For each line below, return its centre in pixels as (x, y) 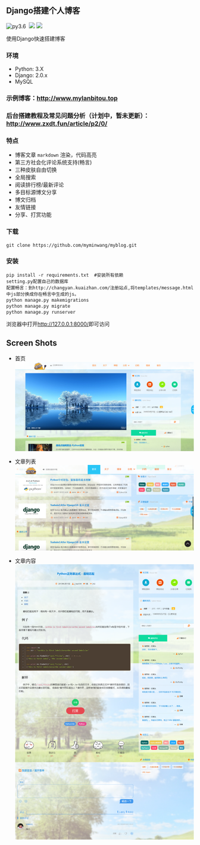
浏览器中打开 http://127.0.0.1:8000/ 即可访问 (58, 324)
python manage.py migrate (38, 306)
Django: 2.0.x (31, 75)
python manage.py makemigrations (48, 300)
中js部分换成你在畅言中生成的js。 (43, 294)
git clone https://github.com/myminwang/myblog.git (71, 245)
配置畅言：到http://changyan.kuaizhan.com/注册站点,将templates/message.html (100, 288)
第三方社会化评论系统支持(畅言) (53, 163)
